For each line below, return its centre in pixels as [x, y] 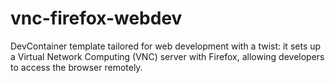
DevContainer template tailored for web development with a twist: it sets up [166, 46]
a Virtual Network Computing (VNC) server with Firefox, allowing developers [167, 56]
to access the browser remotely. [76, 67]
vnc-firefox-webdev [96, 18]
